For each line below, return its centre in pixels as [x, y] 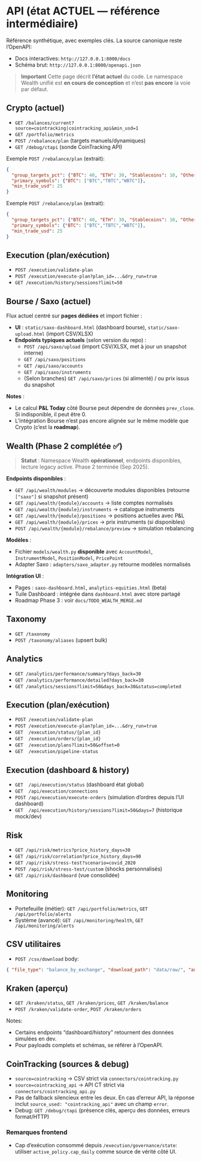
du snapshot [39, 385]
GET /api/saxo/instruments [57, 373]
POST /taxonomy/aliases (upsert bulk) [61, 640]
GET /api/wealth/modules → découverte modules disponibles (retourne [102, 490]
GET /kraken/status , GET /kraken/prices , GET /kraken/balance [92, 1003]
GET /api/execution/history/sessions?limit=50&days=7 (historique [98, 810]
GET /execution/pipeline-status [57, 752]
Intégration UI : [25, 576]
